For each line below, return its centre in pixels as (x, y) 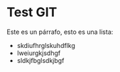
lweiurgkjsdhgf (39, 53)
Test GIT (32, 12)
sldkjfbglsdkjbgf (40, 60)
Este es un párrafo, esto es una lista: (60, 32)
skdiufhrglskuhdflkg (46, 45)
